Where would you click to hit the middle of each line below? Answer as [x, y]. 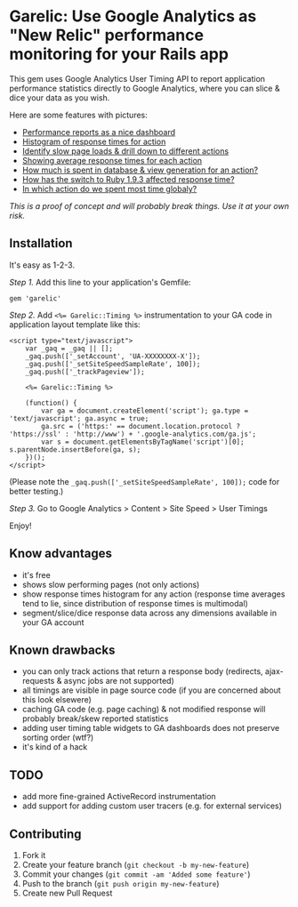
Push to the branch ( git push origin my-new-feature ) [121, 883]
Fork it [34, 855]
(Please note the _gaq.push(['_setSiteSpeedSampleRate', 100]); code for [145, 481]
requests [38, 681]
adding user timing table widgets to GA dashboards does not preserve [151, 728]
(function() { [51, 403]
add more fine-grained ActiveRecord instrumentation [119, 797]
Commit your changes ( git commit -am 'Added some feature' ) [136, 874]
